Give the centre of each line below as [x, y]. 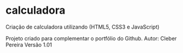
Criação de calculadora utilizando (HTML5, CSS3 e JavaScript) [83, 27]
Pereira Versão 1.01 [29, 45]
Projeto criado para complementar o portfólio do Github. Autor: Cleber [91, 38]
